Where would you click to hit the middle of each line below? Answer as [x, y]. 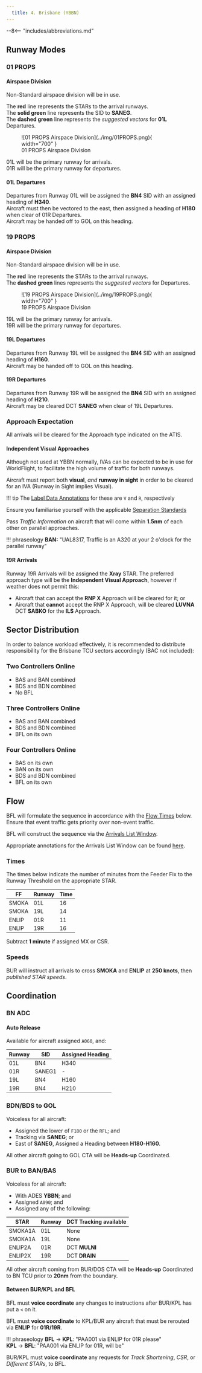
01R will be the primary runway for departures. [64, 169]
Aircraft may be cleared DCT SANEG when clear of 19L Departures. [90, 405]
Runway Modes [36, 50]
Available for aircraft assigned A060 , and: [56, 1041]
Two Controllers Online [41, 667]
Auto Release [24, 1027]
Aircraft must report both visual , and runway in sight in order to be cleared [100, 480]
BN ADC [18, 1013]
